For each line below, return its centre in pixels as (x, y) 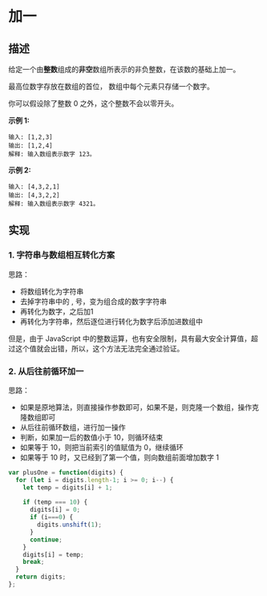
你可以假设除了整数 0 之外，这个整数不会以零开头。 (93, 103)
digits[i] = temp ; (53, 554)
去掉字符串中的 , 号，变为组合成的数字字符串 (93, 301)
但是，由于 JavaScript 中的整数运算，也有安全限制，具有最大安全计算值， (130, 339)
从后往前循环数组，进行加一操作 (73, 427)
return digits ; (41, 577)
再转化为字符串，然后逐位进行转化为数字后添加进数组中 (111, 321)
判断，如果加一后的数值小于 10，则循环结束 (91, 437)
